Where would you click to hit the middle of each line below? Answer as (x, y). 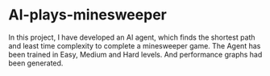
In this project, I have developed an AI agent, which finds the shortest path (132, 37)
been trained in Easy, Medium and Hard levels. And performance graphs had (135, 54)
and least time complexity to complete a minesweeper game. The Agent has (135, 45)
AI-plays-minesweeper (87, 15)
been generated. (36, 63)
